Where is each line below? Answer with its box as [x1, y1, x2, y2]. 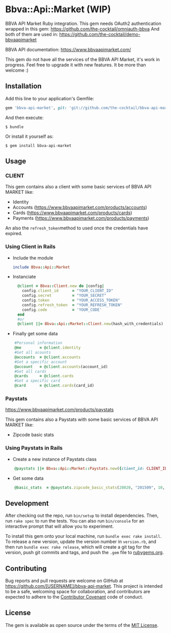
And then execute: [5, 114, 44, 121]
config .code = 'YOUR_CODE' [22, 307, 102, 312]
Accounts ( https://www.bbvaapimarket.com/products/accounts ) [12, 205, 148, 211]
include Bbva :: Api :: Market [12, 265, 70, 270]
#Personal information [14, 340, 63, 346]
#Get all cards [14, 369, 47, 374]
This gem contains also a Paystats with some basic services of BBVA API [5, 416, 158, 423]
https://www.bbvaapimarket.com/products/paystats [5, 407, 114, 413]
